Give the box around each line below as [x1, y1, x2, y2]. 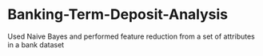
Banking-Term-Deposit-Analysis [7, 6, 229, 24]
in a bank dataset [7, 39, 65, 49]
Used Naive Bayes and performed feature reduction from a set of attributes [7, 32, 255, 41]
